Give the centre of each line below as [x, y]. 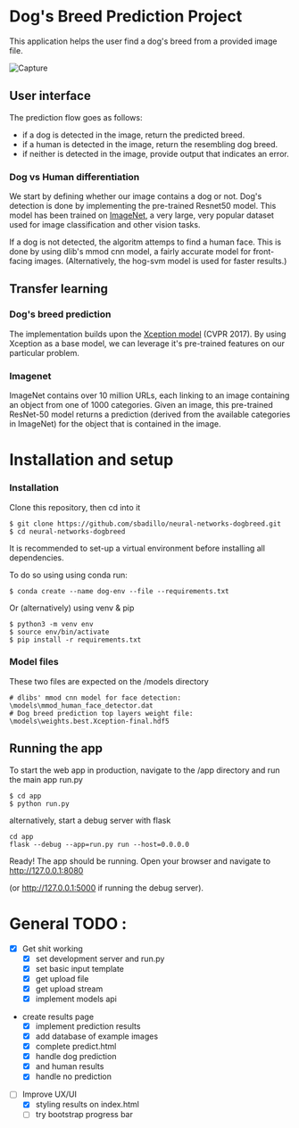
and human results [70, 1066]
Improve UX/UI [50, 1094]
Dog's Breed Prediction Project [126, 17]
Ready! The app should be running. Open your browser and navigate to [140, 861]
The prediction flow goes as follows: [76, 117]
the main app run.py [46, 779]
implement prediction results [88, 1026]
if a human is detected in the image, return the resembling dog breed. [150, 144]
